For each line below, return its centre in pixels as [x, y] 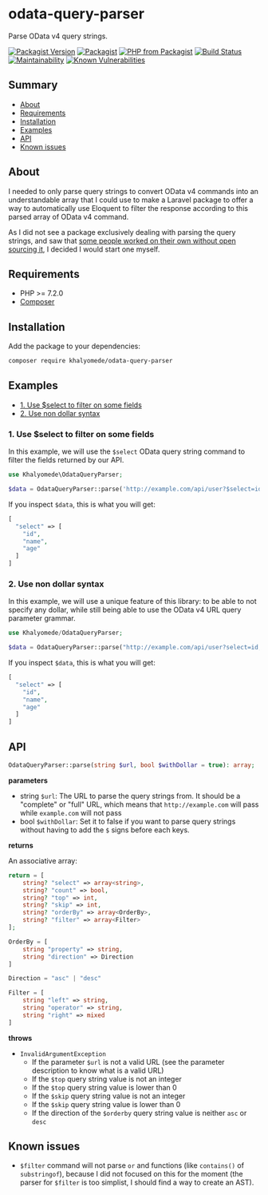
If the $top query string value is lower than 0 [104, 1087]
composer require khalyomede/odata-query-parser [91, 361]
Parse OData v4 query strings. [58, 36]
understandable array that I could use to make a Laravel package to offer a [131, 200]
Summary [33, 85]
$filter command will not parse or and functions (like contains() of [132, 1165]
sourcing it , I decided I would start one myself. [84, 249]
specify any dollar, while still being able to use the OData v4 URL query [125, 610]
